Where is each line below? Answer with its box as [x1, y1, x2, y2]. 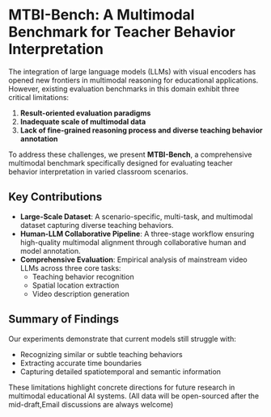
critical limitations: [8, 92, 70, 102]
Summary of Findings [8, 313, 120, 326]
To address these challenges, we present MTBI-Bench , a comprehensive [8, 150, 252, 159]
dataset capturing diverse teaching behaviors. [19, 220, 174, 230]
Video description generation [32, 289, 129, 298]
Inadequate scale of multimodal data [19, 116, 146, 126]
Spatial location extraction [32, 280, 120, 290]
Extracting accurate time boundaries [19, 358, 142, 368]
